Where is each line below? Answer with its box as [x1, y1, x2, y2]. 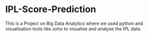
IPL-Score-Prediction [5, 4, 97, 15]
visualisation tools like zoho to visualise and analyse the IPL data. [5, 25, 141, 31]
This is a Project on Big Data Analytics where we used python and [5, 20, 143, 26]
